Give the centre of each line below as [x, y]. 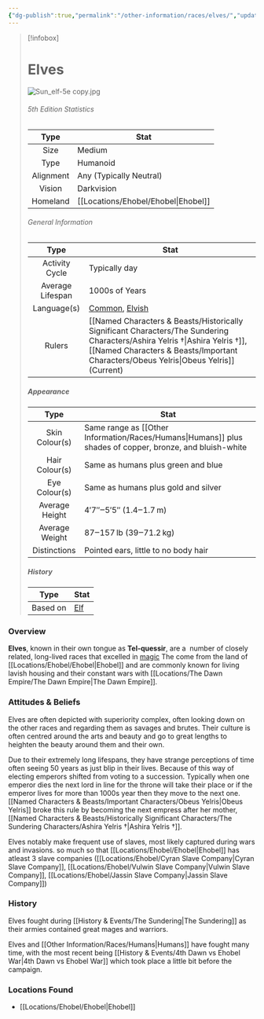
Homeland [50, 201]
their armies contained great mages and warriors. [88, 929]
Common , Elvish [119, 308]
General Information [60, 222]
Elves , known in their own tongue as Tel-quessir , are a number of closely [128, 648]
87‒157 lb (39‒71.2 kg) [130, 533]
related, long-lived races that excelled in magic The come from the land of [128, 657]
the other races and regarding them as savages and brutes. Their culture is [129, 728]
